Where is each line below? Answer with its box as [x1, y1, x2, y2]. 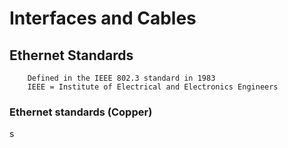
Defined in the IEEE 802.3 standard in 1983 [27, 73, 216, 83]
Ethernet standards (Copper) [9, 105, 153, 119]
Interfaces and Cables [9, 7, 197, 30]
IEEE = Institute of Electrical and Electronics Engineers [27, 82, 279, 92]
